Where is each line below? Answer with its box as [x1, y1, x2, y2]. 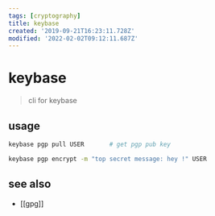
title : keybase [8, 19, 60, 27]
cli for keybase [27, 96, 78, 106]
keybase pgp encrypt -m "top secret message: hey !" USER [8, 155, 207, 163]
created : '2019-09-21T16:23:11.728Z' [8, 27, 135, 35]
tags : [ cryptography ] [8, 11, 81, 20]
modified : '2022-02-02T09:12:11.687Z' [8, 34, 139, 43]
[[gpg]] [19, 198, 44, 208]
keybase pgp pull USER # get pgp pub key [8, 140, 172, 148]
